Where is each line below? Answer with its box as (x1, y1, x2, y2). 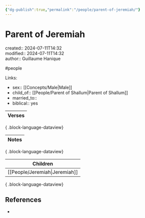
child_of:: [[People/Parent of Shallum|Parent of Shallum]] (12, 90, 128, 96)
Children (32, 160, 53, 167)
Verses (7, 112, 25, 119)
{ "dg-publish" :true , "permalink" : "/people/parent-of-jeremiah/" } (5, 7, 141, 12)
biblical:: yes (12, 100, 38, 106)
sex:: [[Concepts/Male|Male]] (12, 84, 73, 90)
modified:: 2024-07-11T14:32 (5, 50, 64, 56)
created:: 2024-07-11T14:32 (5, 45, 62, 51)
